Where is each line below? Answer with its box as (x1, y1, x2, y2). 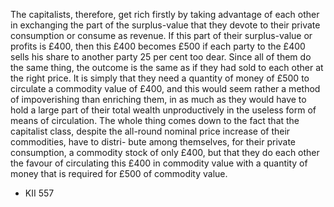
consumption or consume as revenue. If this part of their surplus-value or (10, 30, 313, 41)
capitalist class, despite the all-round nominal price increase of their (10, 125, 291, 137)
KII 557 (24, 187, 55, 199)
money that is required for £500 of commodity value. (10, 168, 228, 179)
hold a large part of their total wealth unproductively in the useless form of (10, 104, 317, 116)
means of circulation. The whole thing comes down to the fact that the (10, 115, 300, 126)
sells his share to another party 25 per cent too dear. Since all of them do (10, 51, 312, 63)
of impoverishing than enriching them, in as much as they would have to (10, 94, 307, 105)
